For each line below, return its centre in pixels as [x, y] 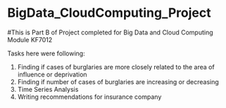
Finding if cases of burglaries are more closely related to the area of [116, 67]
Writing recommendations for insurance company [89, 97]
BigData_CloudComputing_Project [109, 13]
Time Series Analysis [48, 89]
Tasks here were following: [46, 53]
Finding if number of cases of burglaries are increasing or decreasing [118, 81]
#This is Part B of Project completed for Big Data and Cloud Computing [110, 32]
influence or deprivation [52, 74]
